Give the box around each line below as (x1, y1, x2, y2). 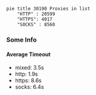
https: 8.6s (14, 77, 42, 84)
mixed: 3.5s (14, 64, 44, 71)
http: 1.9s (14, 70, 38, 78)
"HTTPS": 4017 (17, 16, 53, 22)
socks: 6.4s (14, 84, 44, 91)
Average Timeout (6, 50, 51, 57)
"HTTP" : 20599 (17, 11, 56, 17)
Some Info (6, 35, 37, 44)
